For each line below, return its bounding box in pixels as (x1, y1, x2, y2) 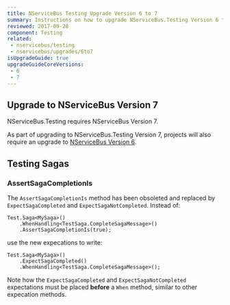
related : (7, 36, 32, 42)
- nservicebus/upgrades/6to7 (10, 49, 94, 56)
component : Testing (7, 29, 63, 36)
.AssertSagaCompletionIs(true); (19, 226, 112, 233)
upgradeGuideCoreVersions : (7, 61, 84, 68)
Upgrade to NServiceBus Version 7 (7, 99, 159, 110)
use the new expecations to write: (7, 238, 103, 247)
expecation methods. (7, 290, 67, 298)
